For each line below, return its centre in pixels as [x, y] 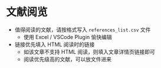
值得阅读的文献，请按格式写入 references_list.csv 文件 [83, 30]
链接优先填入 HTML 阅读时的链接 [55, 44]
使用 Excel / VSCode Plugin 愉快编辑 [68, 37]
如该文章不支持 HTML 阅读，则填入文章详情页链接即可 [89, 51]
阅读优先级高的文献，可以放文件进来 [68, 59]
